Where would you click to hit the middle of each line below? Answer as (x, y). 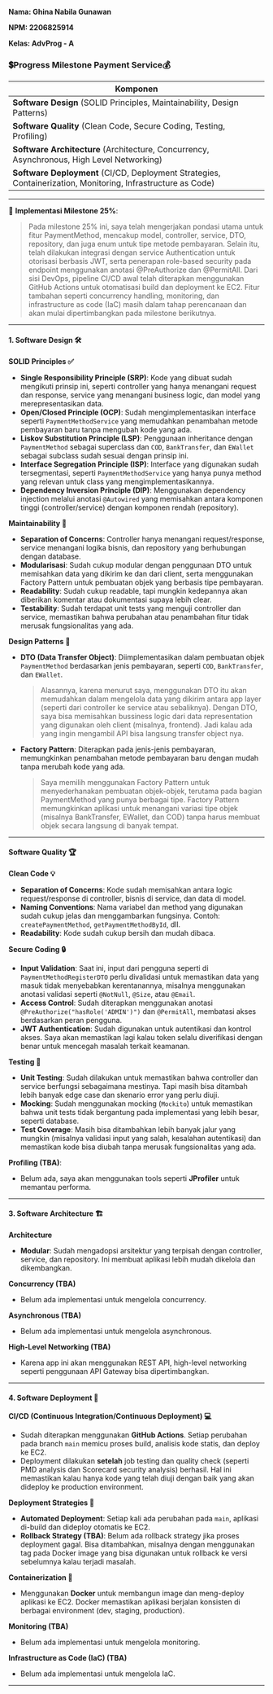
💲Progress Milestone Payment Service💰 (89, 64)
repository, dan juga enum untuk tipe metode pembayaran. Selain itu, (144, 244)
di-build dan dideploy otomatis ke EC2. (85, 1527)
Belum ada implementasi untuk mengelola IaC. (98, 1674)
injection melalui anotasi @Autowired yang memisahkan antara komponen (141, 498)
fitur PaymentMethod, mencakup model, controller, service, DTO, (137, 235)
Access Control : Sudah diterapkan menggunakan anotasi (117, 1003)
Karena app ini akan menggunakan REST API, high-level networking (134, 1363)
